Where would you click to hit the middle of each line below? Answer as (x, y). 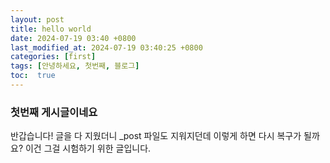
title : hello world (51, 29)
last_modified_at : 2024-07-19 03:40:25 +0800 (106, 47)
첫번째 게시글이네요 (54, 112)
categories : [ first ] (53, 57)
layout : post (37, 19)
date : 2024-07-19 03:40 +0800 (73, 38)
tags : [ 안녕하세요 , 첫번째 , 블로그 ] (75, 66)
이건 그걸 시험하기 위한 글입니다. (88, 148)
